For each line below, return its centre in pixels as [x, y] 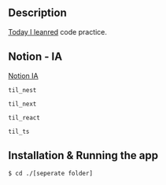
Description [37, 13]
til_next [22, 104]
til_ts [19, 131]
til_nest [22, 90]
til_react [24, 117]
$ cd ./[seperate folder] [50, 174]
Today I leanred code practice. [58, 31]
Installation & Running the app [83, 155]
